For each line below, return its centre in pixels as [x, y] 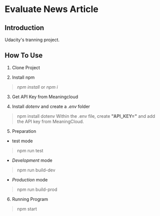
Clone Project [26, 67]
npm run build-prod [37, 189]
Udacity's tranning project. [32, 40]
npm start [27, 208]
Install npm [23, 77]
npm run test [30, 150]
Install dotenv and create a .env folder [51, 106]
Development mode [32, 160]
